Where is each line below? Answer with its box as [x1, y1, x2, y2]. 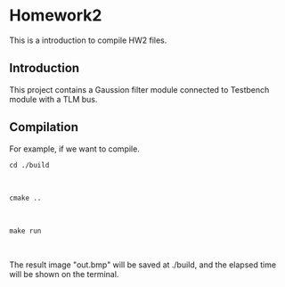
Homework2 [9, 5, 102, 26]
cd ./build [9, 160, 50, 169]
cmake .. [9, 193, 42, 202]
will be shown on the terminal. [9, 268, 119, 279]
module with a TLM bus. [9, 94, 98, 104]
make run [9, 226, 42, 235]
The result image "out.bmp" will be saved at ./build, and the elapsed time [9, 259, 277, 270]
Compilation [9, 119, 78, 135]
